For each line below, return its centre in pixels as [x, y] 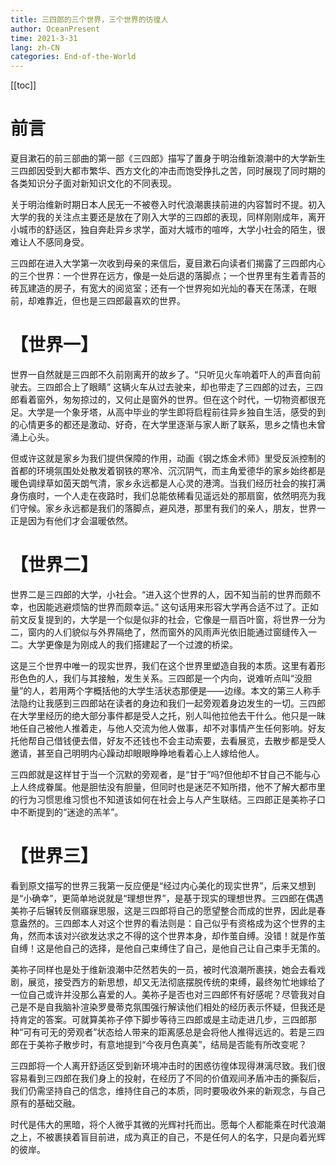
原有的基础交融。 [45, 1103]
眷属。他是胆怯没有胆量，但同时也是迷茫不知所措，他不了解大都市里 [185, 787]
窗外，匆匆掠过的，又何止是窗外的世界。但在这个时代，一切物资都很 [176, 399]
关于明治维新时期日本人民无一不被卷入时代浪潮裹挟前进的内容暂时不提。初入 [168, 205]
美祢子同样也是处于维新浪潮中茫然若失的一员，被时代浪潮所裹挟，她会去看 [163, 969]
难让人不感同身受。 [50, 242]
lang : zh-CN [35, 47]
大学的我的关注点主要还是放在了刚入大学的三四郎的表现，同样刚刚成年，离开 [168, 217]
